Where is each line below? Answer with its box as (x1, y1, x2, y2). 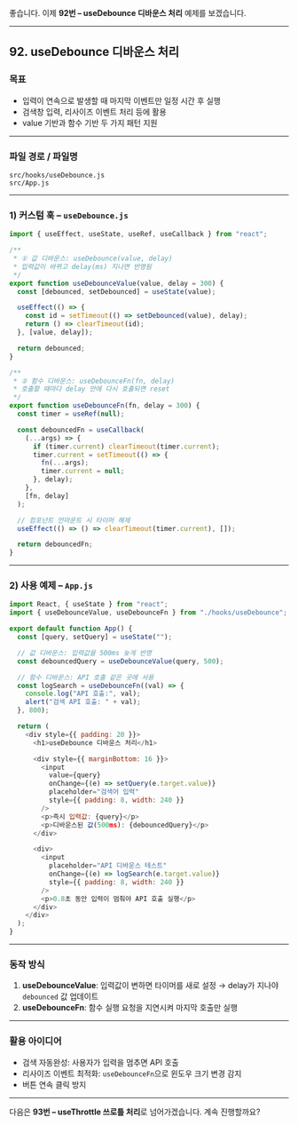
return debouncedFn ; (17, 540, 93, 549)
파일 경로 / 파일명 (9, 150, 78, 162)
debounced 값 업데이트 (21, 991, 99, 1002)
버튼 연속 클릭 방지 (21, 1079, 87, 1089)
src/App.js (9, 178, 50, 187)
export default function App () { (9, 624, 133, 633)
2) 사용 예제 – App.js (9, 580, 93, 592)
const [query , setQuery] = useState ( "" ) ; (17, 633, 173, 642)
